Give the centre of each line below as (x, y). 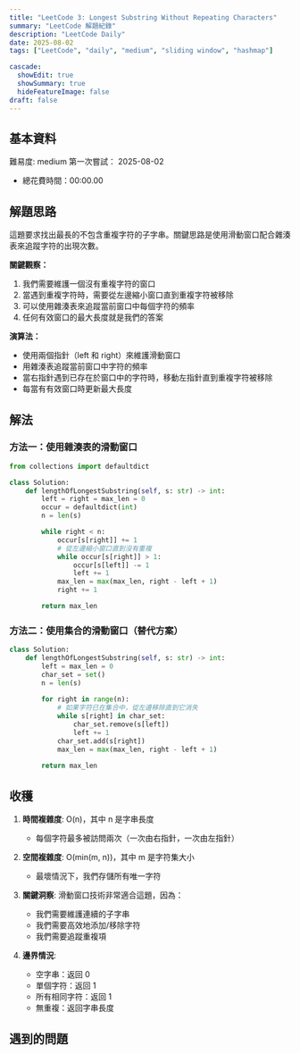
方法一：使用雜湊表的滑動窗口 (74, 448)
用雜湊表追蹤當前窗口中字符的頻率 (85, 366)
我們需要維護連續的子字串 (83, 914)
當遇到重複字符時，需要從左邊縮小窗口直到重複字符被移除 (128, 295)
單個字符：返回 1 (66, 986)
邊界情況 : (39, 956)
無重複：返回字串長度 (75, 1008)
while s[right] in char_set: (111, 716)
